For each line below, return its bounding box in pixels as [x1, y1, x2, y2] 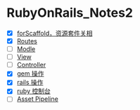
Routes [16, 37, 38, 45]
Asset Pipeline [16, 95, 59, 103]
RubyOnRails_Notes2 [6, 5, 133, 21]
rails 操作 [16, 78, 44, 87]
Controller [16, 61, 46, 69]
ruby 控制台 [16, 87, 51, 95]
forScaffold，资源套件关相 [16, 29, 93, 37]
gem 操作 [16, 69, 44, 78]
